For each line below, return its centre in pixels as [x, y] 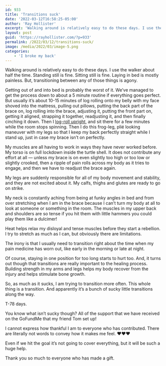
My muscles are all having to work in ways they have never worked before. [81, 147]
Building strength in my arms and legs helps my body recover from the [77, 269]
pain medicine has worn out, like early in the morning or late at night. [75, 249]
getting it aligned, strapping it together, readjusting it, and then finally [75, 117]
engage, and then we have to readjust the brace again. [61, 168]
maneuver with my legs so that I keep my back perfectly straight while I [78, 132]
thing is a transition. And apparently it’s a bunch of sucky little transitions [79, 289]
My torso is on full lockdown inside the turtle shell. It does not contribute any [83, 152]
